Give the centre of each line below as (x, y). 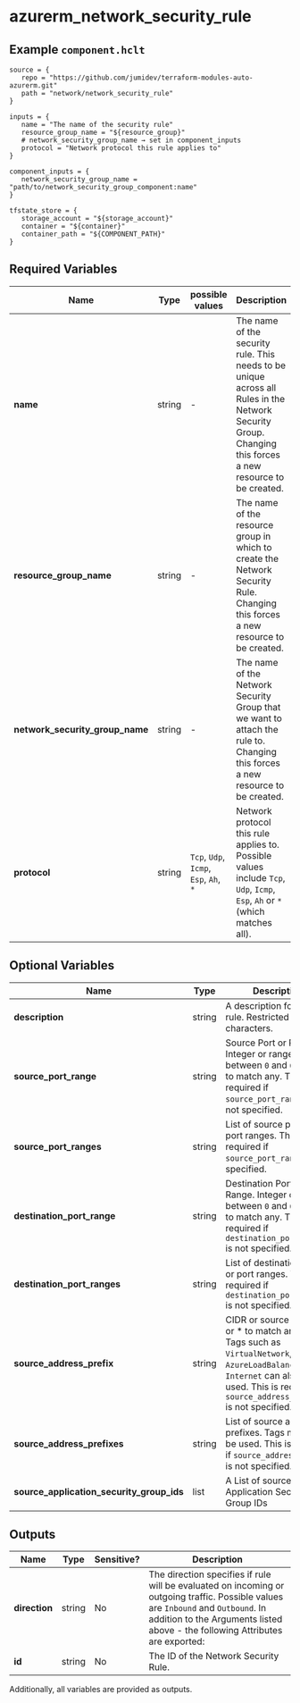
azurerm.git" (33, 86)
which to (254, 547)
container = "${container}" (73, 226)
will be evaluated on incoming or (217, 1586)
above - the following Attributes (216, 1631)
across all (256, 388)
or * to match (254, 1330)
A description (254, 1005)
